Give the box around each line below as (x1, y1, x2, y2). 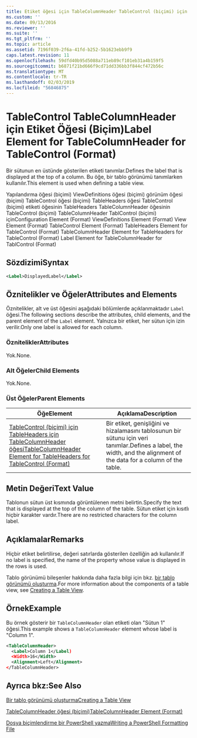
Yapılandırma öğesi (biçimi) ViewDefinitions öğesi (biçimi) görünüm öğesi (6, 191, 183, 198)
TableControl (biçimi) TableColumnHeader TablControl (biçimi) (6, 209, 157, 216)
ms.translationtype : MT (6, 69, 64, 75)
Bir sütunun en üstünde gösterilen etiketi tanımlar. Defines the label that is (6, 167, 183, 174)
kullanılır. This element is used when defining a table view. (6, 180, 145, 187)
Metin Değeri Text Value (6, 483, 94, 493)
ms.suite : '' (6, 31, 38, 36)
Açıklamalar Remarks (6, 534, 84, 544)
